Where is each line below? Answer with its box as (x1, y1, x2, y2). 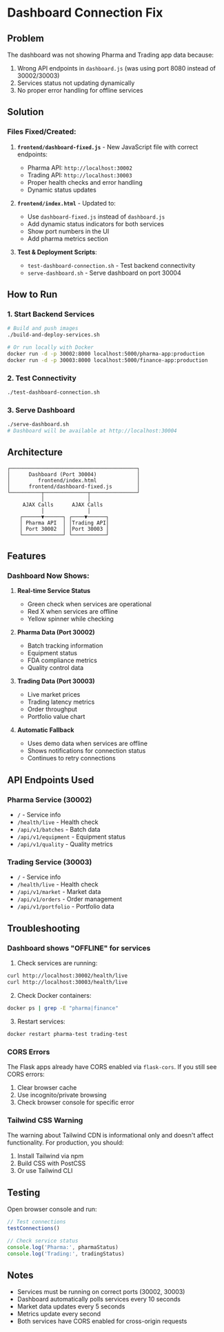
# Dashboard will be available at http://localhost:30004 (7, 428, 177, 435)
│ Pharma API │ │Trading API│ (19, 519, 110, 527)
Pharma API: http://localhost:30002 (27, 163, 133, 172)
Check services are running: (17, 959, 98, 967)
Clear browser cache (17, 1083, 77, 1091)
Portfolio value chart (27, 713, 85, 721)
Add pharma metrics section (27, 234, 108, 243)
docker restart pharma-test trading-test (7, 1030, 128, 1037)
